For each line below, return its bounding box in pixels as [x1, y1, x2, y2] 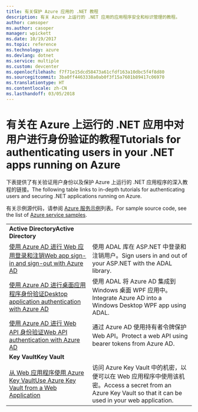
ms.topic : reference [6, 42, 57, 48]
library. [92, 266, 112, 275]
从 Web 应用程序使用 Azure [9, 368, 84, 377]
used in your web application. [92, 396, 174, 404]
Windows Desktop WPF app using [92, 301, 187, 309]
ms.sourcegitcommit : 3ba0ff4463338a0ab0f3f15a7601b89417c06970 [6, 74, 165, 80]
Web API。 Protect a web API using [92, 331, 188, 340]
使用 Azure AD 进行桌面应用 [9, 281, 86, 289]
